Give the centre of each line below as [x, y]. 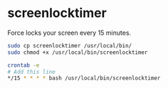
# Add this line [31, 72]
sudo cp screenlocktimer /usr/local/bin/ [70, 45]
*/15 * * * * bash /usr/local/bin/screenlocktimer [84, 78]
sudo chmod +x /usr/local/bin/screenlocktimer [78, 52]
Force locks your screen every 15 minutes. [69, 33]
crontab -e [23, 65]
